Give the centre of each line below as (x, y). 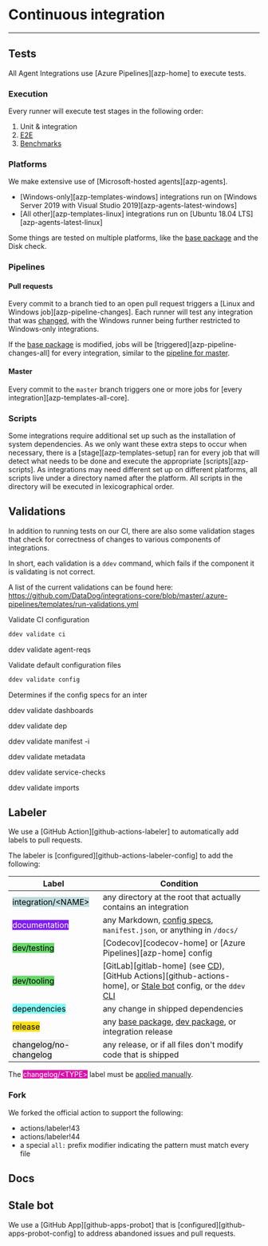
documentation (41, 925)
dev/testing (33, 948)
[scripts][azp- (226, 461)
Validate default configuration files (65, 664)
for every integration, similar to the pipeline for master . (141, 353)
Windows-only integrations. (54, 329)
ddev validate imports (44, 787)
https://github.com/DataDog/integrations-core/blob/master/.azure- (118, 595)
